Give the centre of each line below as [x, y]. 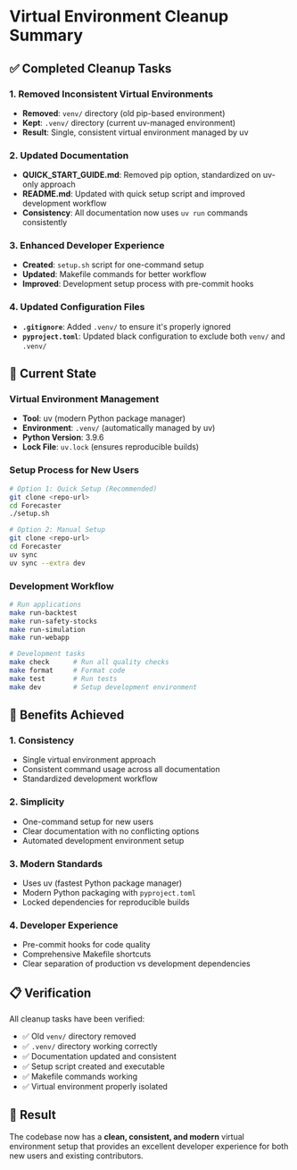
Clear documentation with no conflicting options [111, 831]
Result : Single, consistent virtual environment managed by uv [135, 132]
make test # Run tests [63, 678]
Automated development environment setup [103, 840]
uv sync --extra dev [48, 563]
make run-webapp [39, 638]
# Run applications [45, 604]
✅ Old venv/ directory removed [79, 1036]
